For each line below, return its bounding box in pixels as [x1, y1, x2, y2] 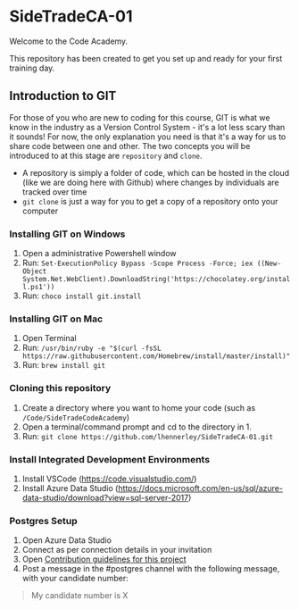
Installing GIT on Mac [9, 313, 104, 325]
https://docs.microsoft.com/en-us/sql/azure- [117, 482, 284, 493]
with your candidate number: [21, 573, 129, 584]
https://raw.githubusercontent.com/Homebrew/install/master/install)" [21, 352, 291, 361]
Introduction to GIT [9, 88, 117, 104]
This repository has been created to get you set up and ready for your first [9, 53, 283, 63]
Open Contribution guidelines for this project [21, 554, 187, 564]
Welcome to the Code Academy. [9, 36, 129, 46]
